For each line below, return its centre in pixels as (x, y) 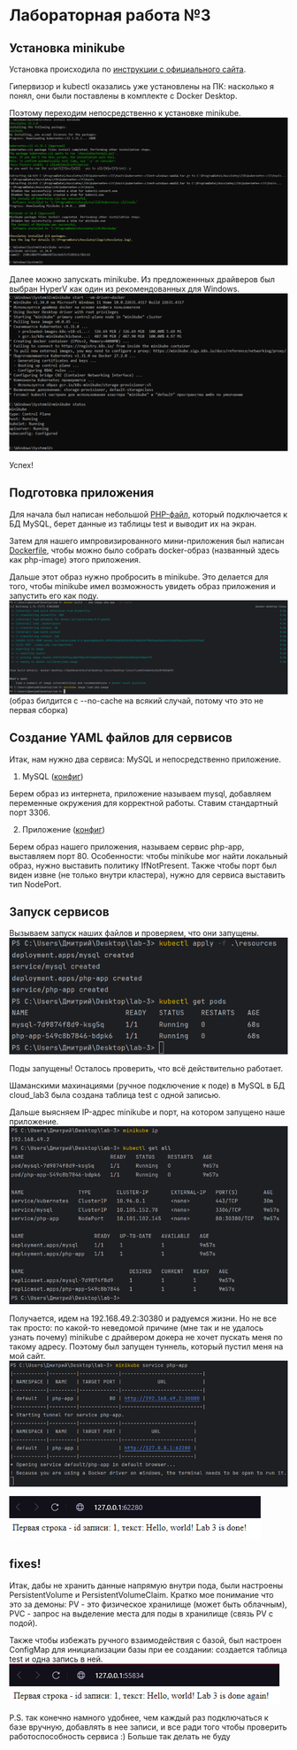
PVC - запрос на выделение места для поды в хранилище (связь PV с (141, 1613)
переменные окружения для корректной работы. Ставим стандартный (144, 802)
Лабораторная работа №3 (110, 15)
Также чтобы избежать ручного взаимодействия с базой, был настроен (145, 1640)
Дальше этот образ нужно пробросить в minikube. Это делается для (139, 577)
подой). (23, 1623)
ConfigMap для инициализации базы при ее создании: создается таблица (148, 1649)
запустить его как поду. (54, 595)
